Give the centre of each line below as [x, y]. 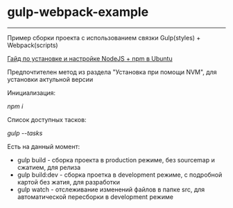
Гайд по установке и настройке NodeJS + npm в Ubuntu [90, 58]
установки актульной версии [50, 79]
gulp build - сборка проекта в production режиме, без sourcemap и [116, 159]
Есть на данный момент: [44, 146]
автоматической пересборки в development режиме [95, 197]
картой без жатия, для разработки [68, 182]
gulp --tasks [25, 133]
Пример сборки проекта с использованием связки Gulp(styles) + [104, 37]
